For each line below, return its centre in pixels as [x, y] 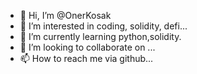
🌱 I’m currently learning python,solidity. [100, 36]
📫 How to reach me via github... [86, 58]
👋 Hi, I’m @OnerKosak [65, 15]
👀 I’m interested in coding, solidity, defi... [103, 26]
